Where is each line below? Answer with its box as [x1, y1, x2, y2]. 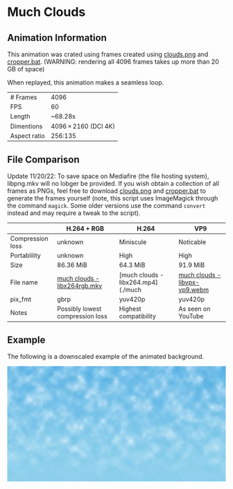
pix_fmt [10, 295, 32, 303]
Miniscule [119, 238, 147, 246]
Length [10, 112, 31, 121]
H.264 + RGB [66, 224, 105, 232]
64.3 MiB [119, 261, 146, 269]
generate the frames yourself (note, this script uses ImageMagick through [7, 194, 218, 203]
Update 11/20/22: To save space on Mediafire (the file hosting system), [7, 172, 209, 180]
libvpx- [178, 278, 200, 286]
